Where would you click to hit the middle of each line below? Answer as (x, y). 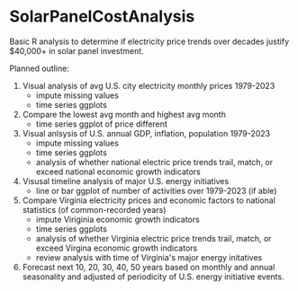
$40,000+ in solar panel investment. (77, 50)
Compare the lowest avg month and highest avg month (124, 114)
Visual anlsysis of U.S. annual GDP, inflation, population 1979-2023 (146, 133)
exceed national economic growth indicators (118, 172)
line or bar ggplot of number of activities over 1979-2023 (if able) (156, 190)
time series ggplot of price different (102, 124)
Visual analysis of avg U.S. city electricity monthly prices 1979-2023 (149, 85)
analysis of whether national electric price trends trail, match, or (154, 162)
